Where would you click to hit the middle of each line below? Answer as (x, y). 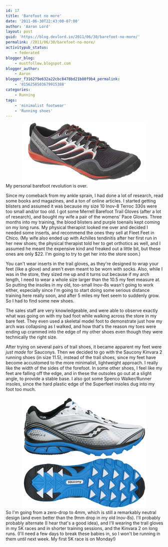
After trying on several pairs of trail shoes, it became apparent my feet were (84, 347)
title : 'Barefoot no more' (34, 16)
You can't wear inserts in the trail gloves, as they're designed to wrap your (82, 264)
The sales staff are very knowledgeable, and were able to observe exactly (82, 310)
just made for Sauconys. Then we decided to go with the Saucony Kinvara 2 (84, 352)
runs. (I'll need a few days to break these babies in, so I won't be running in (83, 534)
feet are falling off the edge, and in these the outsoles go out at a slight (79, 373)
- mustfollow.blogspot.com (43, 63)
